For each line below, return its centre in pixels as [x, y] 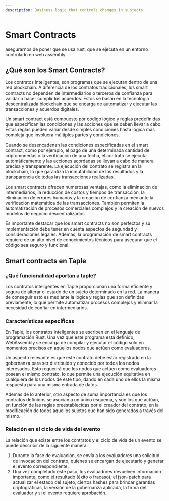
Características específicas [40, 321]
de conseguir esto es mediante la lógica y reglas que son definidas [75, 297]
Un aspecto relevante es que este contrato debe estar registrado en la [78, 358]
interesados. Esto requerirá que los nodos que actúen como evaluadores [81, 369]
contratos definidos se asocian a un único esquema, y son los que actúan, [82, 400]
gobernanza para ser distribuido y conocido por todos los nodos [72, 363]
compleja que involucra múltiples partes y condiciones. [63, 135]
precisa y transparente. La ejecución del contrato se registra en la [74, 166]
